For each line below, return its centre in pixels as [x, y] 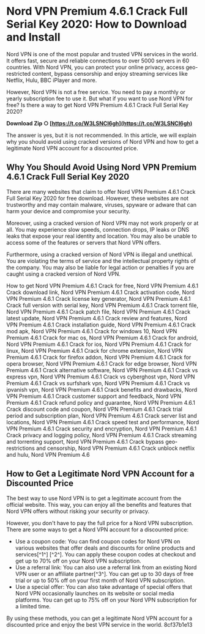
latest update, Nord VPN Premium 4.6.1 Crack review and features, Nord [97, 318]
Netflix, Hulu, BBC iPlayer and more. [52, 80]
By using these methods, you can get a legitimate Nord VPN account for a [99, 618]
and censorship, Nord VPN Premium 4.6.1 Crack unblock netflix [115, 448]
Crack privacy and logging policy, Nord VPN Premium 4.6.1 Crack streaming [102, 435]
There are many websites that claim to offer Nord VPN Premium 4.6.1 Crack [101, 191]
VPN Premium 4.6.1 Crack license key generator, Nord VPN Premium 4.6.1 [99, 298]
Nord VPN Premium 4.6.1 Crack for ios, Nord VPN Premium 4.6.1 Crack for [99, 344]
